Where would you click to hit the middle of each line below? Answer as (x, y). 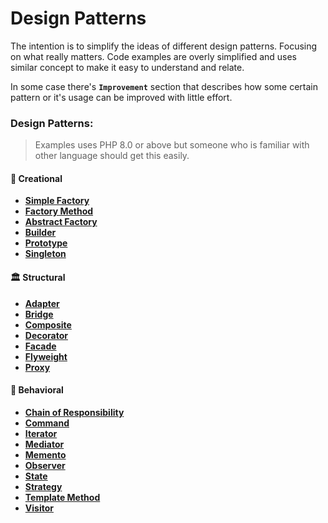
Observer (45, 465)
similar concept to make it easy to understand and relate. (127, 67)
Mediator (44, 444)
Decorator (46, 335)
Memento (45, 454)
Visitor (39, 508)
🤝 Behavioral (37, 390)
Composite (48, 324)
